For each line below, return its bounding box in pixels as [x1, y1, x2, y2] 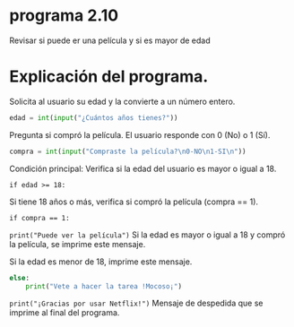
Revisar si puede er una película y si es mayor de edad [9, 35, 211, 46]
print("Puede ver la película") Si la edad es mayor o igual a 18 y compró [9, 229, 286, 240]
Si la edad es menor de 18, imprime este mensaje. [9, 256, 193, 267]
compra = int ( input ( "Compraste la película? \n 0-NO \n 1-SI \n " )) [9, 147, 246, 156]
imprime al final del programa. [9, 307, 120, 318]
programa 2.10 [9, 5, 119, 26]
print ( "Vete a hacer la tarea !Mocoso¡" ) [25, 281, 182, 291]
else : [9, 273, 30, 282]
